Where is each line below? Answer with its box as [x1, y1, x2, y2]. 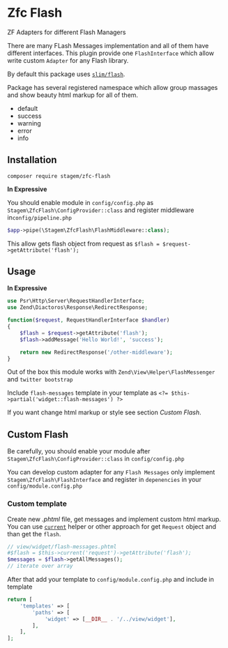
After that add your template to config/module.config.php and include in [7, 575, 214, 584]
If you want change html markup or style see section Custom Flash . [7, 408, 202, 416]
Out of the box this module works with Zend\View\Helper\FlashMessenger [7, 368, 215, 376]
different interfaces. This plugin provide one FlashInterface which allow [7, 49, 215, 57]
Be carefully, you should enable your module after [7, 447, 151, 455]
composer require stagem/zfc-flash [7, 172, 111, 179]
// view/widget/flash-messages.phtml [7, 543, 117, 550]
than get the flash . [7, 529, 61, 538]
